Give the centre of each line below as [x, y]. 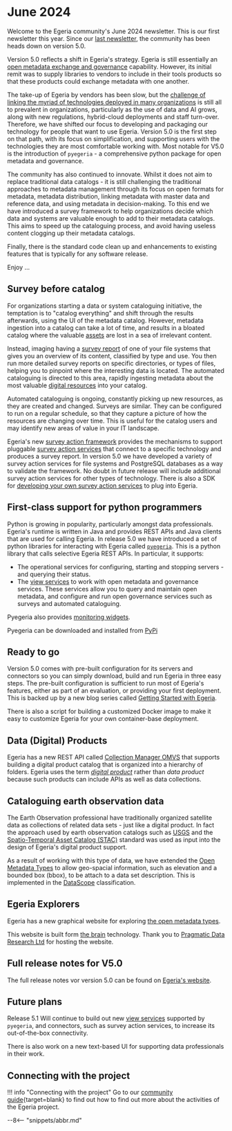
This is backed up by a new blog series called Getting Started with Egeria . [112, 698]
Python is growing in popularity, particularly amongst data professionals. [110, 524]
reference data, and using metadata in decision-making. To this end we [108, 203]
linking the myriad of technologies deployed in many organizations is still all [115, 102]
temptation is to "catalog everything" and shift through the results [100, 313]
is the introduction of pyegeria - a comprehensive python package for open [114, 154]
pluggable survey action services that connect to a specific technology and [114, 449]
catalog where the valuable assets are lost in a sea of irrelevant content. [109, 335]
